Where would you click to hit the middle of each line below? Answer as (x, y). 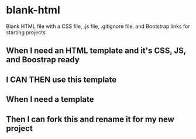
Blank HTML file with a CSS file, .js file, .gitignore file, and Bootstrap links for (98, 26)
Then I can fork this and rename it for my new (90, 119)
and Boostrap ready (43, 60)
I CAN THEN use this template (61, 79)
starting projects (26, 32)
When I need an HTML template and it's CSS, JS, (96, 51)
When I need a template (50, 99)
